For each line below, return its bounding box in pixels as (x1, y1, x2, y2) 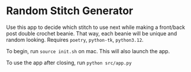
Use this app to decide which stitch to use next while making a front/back (6, 24, 185, 31)
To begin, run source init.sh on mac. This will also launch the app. (6, 47, 170, 54)
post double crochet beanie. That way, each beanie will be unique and (6, 30, 177, 37)
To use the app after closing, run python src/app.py (6, 59, 132, 66)
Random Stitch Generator (6, 4, 134, 18)
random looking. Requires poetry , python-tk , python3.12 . (6, 36, 144, 43)
